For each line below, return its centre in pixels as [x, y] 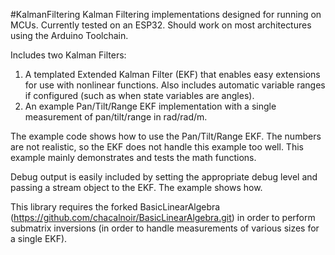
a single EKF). [39, 238]
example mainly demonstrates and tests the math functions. [133, 157]
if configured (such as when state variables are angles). [139, 95]
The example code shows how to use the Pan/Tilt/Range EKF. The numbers [166, 136]
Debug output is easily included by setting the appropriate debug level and [164, 177]
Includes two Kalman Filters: [68, 55]
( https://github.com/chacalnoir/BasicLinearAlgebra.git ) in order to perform [163, 217]
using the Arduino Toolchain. [69, 35]
